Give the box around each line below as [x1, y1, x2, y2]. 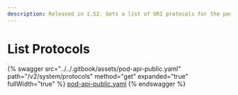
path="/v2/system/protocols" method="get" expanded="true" [7, 72, 189, 80]
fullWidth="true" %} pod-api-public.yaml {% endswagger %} [7, 79, 186, 88]
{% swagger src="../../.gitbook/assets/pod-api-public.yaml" [7, 65, 181, 73]
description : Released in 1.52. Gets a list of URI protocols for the [7, 10, 220, 18]
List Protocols [7, 40, 91, 57]
